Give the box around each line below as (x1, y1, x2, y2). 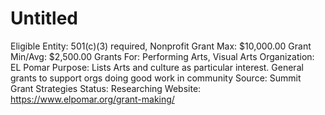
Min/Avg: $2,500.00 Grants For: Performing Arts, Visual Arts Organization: (10, 50, 315, 62)
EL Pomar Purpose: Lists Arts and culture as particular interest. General (10, 61, 304, 73)
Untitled (10, 7, 79, 30)
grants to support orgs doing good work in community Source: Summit (10, 72, 302, 84)
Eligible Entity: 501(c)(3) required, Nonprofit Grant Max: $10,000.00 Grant (10, 40, 312, 52)
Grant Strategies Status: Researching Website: (10, 82, 202, 94)
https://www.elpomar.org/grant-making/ (10, 93, 175, 105)
